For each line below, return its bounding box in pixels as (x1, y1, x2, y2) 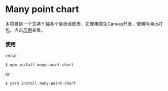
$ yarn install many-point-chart (5, 81, 76, 86)
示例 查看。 (23, 27, 46, 33)
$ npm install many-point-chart (5, 62, 74, 67)
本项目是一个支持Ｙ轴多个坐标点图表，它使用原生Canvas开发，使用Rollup (5, 21, 159, 27)
